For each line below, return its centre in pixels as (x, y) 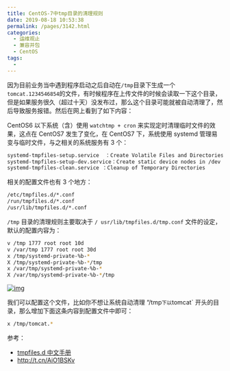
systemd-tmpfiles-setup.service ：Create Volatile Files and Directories (115, 155)
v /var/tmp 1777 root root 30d (52, 250)
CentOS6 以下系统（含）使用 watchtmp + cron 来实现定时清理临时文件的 (108, 125)
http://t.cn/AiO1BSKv (46, 360)
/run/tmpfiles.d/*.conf (41, 202)
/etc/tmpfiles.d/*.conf (41, 195)
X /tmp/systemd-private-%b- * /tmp (55, 262)
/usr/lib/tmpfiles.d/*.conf (47, 208)
